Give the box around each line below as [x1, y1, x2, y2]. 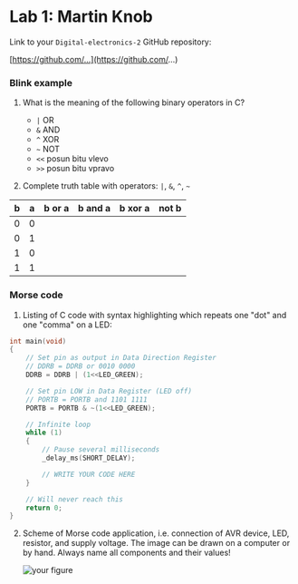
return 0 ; [25, 503, 63, 512]
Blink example [9, 76, 73, 89]
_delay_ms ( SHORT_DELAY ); [42, 453, 136, 463]
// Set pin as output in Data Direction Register [25, 354, 217, 363]
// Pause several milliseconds [42, 445, 160, 454]
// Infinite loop [25, 420, 91, 429]
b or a [43, 202, 70, 215]
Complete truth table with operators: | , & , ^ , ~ [22, 180, 190, 191]
